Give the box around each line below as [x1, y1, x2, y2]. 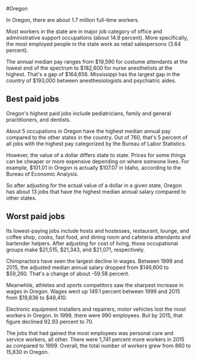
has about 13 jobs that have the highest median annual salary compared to [6, 188, 186, 195]
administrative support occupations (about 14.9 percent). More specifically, [6, 34, 188, 41]
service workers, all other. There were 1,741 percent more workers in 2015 [6, 336, 185, 343]
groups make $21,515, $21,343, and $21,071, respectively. [6, 246, 145, 253]
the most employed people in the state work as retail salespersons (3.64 [6, 41, 181, 47]
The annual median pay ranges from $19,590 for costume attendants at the [6, 58, 188, 65]
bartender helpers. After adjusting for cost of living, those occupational [6, 239, 178, 247]
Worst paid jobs [6, 212, 65, 222]
